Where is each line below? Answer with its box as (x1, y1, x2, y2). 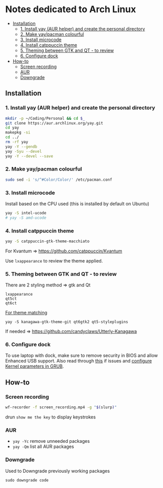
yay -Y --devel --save (5, 153, 53, 158)
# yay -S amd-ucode (5, 215, 47, 220)
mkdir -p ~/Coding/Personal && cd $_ (5, 116, 85, 121)
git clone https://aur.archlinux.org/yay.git (5, 120, 103, 125)
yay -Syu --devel (5, 149, 42, 154)
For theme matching (5, 310, 47, 316)
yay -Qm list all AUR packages (12, 443, 75, 450)
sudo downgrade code (5, 477, 49, 483)
